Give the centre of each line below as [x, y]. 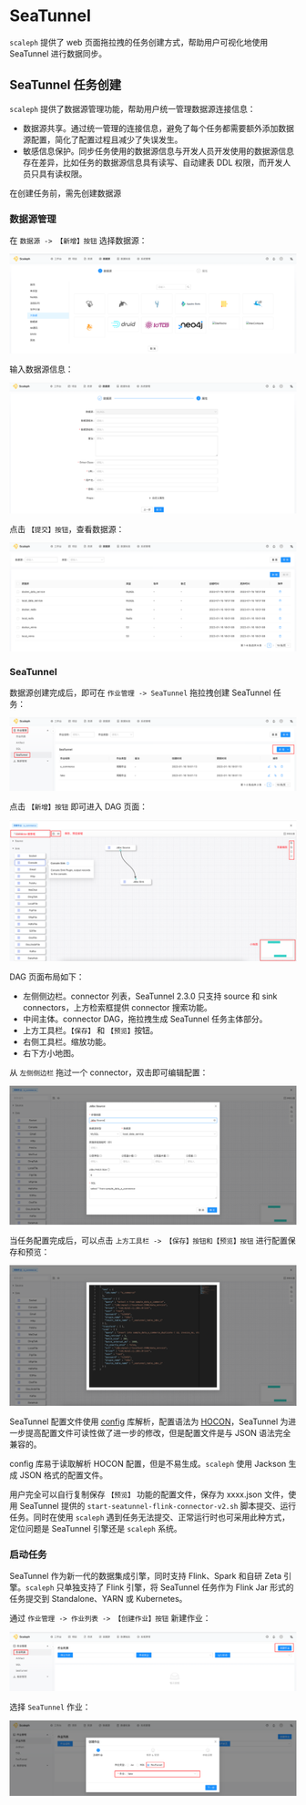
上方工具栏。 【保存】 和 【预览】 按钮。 [90, 1031]
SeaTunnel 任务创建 [66, 85]
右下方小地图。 [51, 1053]
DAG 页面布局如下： [47, 977]
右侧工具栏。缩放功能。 [66, 1042]
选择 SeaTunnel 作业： [50, 1707]
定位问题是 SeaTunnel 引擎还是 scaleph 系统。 [96, 1529]
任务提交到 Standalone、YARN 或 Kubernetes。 [98, 1599]
